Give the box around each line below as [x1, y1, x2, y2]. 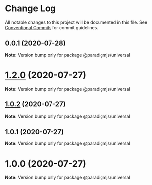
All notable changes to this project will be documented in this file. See [5, 19, 148, 25]
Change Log [5, 3, 56, 14]
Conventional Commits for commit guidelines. [5, 24, 98, 30]
